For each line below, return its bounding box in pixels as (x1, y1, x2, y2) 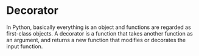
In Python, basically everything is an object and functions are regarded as (6, 23, 192, 31)
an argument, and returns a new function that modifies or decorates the (6, 36, 186, 43)
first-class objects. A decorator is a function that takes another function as (6, 30, 193, 37)
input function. (6, 43, 43, 50)
